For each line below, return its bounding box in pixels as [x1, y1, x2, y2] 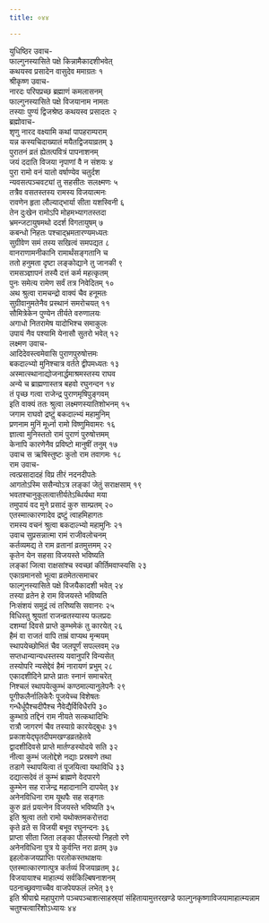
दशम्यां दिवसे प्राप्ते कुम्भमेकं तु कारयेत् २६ [9, 620, 123, 631]
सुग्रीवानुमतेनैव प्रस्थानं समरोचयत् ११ [9, 298, 110, 308]
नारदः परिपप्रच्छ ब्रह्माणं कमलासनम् [9, 86, 103, 97]
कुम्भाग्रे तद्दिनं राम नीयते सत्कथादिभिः [9, 711, 109, 721]
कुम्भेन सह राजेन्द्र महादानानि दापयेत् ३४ [9, 781, 119, 792]
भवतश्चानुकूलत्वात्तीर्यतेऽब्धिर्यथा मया [9, 489, 108, 500]
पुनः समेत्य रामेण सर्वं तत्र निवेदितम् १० [9, 277, 115, 288]
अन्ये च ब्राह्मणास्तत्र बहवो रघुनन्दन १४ [9, 378, 115, 389]
